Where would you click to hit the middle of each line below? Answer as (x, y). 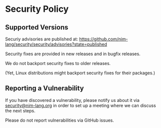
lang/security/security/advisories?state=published (56, 44)
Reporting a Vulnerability (44, 88)
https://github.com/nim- (103, 39)
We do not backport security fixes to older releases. (58, 63)
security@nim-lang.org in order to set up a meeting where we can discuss (81, 105)
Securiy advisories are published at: (41, 39)
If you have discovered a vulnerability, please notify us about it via (72, 100)
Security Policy (37, 9)
